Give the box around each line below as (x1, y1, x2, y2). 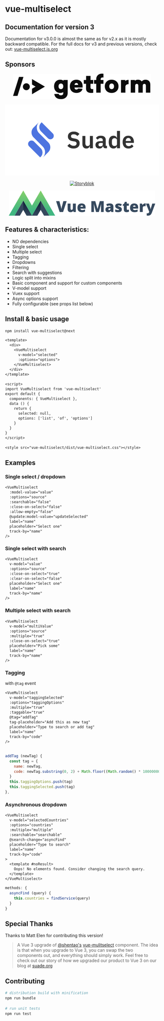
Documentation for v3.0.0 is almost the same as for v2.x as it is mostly (5, 36, 146, 42)
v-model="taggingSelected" (9, 695, 64, 701)
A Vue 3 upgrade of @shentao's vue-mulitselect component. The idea (17, 942, 159, 948)
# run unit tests (5, 1006, 41, 1011)
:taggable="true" (9, 710, 45, 715)
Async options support (12, 296, 59, 301)
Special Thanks (5, 919, 53, 928)
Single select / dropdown (5, 473, 66, 480)
